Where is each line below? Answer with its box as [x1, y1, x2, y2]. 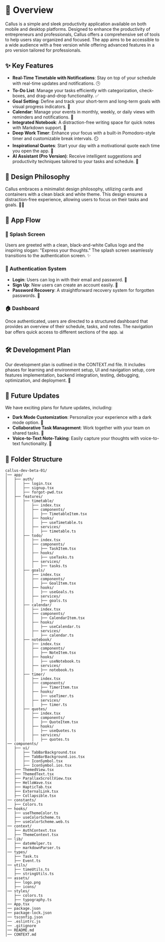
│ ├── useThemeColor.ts [5, 811, 58, 816]
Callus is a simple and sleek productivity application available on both [5, 21, 147, 27]
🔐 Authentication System [5, 265, 67, 272]
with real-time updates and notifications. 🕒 [12, 80, 101, 86]
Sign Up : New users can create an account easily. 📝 [12, 282, 119, 288]
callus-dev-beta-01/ [5, 468, 48, 473]
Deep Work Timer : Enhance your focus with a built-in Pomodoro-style [12, 130, 156, 136]
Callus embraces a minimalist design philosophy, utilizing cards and [5, 186, 143, 192]
